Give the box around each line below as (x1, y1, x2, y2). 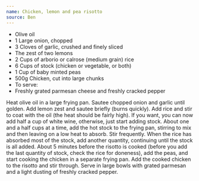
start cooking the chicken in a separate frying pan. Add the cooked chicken (6, 155, 191, 163)
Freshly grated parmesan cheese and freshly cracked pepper (14, 87, 166, 94)
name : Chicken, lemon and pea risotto (6, 8, 102, 15)
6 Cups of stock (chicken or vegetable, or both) (14, 62, 132, 69)
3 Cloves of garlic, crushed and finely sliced (14, 43, 123, 50)
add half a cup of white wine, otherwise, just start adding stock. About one (6, 118, 189, 125)
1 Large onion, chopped (14, 37, 73, 44)
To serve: (14, 81, 38, 88)
